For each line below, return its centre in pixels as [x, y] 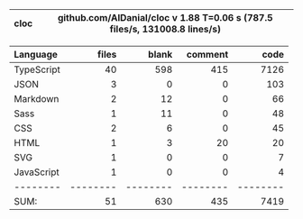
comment [207, 55]
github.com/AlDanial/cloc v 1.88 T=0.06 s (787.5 [165, 18]
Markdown [37, 99]
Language [36, 55]
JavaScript [37, 172]
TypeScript [37, 69]
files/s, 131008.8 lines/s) [165, 29]
